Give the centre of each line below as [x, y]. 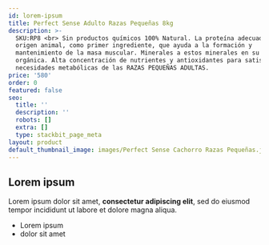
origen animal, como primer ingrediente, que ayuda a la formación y [134, 46]
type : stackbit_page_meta [59, 135]
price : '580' [30, 75]
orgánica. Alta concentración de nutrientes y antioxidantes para [128, 61]
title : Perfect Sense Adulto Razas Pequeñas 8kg [91, 23]
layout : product [35, 142]
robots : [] [34, 120]
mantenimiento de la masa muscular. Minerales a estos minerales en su [138, 53]
